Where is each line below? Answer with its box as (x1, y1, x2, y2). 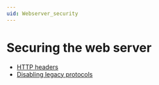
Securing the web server (6, 39, 152, 55)
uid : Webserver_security (6, 10, 78, 17)
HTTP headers (16, 63, 58, 71)
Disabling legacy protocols (16, 70, 93, 78)
